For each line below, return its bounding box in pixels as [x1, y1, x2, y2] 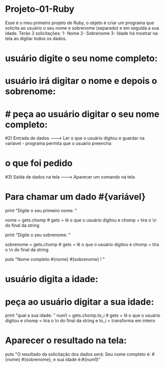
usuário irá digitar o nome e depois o [5, 75, 158, 87]
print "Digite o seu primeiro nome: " [5, 208, 77, 214]
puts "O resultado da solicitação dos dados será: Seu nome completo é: [5, 351, 151, 357]
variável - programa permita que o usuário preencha [5, 141, 112, 147]
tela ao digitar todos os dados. [5, 36, 67, 41]
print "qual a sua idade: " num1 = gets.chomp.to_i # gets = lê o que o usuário [5, 312, 161, 319]
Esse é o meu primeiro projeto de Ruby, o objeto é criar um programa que [5, 20, 154, 26]
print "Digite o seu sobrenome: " [5, 232, 70, 238]
